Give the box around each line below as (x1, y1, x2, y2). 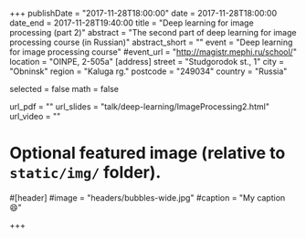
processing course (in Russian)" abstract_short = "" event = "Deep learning (9, 36, 293, 47)
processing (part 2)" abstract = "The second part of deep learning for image (9, 27, 297, 37)
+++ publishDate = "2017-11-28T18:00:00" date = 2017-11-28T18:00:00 (9, 8, 278, 18)
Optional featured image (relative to (9, 143, 286, 163)
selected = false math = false (9, 84, 120, 94)
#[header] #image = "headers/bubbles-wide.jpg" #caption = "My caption (9, 191, 286, 203)
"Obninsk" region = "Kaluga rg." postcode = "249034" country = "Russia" (9, 66, 288, 77)
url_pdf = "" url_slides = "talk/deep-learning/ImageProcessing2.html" (9, 101, 269, 112)
